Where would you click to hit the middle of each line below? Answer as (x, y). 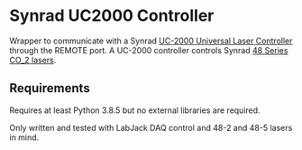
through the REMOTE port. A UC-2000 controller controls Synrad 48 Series (149, 50)
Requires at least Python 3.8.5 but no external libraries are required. (135, 110)
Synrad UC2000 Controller (112, 16)
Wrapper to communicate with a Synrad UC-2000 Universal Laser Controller (151, 41)
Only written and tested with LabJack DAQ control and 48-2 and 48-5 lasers (151, 127)
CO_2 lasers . (33, 60)
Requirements (50, 88)
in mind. (24, 137)
